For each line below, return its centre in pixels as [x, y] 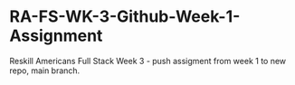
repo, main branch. [45, 71]
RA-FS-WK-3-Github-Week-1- [125, 17]
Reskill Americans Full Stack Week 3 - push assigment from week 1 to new [148, 61]
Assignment [56, 36]
